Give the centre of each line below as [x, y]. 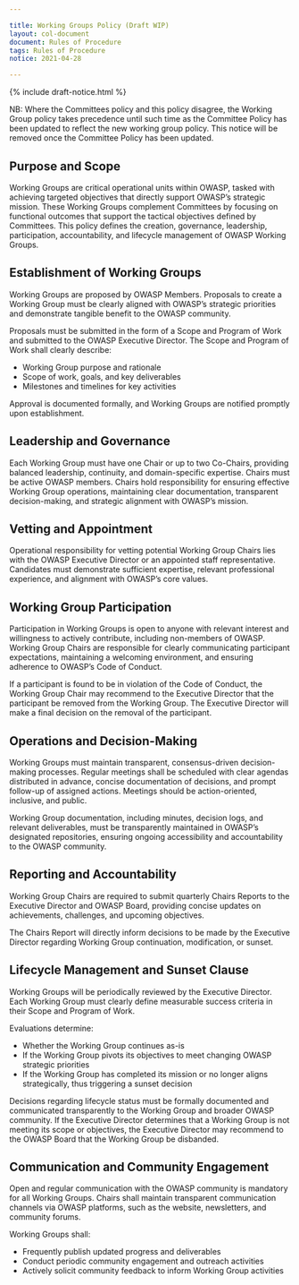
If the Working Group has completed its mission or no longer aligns [145, 1074]
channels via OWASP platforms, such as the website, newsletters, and [138, 1208]
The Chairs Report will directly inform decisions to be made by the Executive [149, 932]
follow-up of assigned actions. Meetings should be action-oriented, [133, 791]
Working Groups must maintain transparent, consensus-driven [124, 762]
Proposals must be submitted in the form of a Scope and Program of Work [145, 330]
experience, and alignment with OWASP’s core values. [109, 579]
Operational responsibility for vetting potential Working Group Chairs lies [143, 551]
